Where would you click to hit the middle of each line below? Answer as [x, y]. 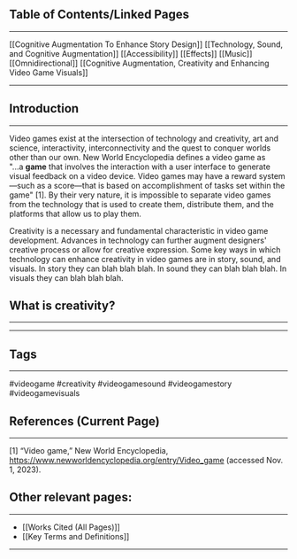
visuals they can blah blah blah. [66, 277]
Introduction [44, 109]
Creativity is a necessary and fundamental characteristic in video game [139, 230]
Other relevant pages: [71, 497]
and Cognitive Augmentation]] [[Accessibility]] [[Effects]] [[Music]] [131, 53]
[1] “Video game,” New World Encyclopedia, [89, 451]
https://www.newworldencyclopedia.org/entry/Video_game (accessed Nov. [146, 461]
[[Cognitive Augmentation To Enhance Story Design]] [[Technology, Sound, [146, 44]
